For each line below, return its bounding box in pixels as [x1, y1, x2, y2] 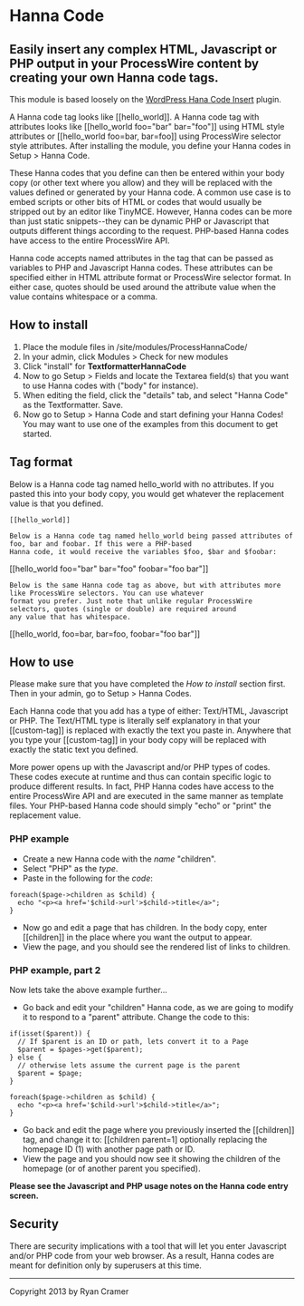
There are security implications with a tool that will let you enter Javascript [9, 1240, 287, 1252]
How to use [9, 655, 74, 670]
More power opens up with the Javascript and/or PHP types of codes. [9, 762, 271, 773]
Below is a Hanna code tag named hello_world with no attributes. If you [9, 478, 274, 490]
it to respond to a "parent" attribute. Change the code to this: [22, 1012, 251, 1023]
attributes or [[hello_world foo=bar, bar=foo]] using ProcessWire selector [9, 131, 282, 141]
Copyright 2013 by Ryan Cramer [9, 1285, 129, 1297]
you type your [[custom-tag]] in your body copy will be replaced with [9, 735, 267, 746]
